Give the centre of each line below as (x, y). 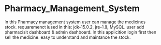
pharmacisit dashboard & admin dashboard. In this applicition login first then (80, 32)
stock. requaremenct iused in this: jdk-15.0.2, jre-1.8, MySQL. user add (74, 27)
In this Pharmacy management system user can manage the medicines (75, 22)
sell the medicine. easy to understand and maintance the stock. (68, 37)
